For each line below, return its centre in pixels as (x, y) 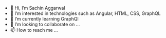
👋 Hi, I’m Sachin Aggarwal (38, 8)
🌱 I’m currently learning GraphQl (44, 19)
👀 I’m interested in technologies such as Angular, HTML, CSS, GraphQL (85, 13)
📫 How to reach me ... (34, 30)
